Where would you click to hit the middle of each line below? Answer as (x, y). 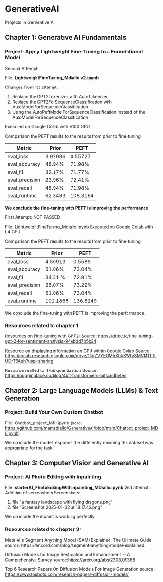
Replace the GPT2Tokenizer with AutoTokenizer (60, 96)
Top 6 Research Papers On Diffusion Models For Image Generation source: (80, 569)
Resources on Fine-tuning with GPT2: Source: (51, 336)
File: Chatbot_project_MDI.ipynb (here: (44, 423)
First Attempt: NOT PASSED (33, 217)
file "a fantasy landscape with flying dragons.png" (62, 502)
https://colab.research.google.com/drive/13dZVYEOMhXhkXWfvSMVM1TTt (80, 355)
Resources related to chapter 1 (42, 325)
